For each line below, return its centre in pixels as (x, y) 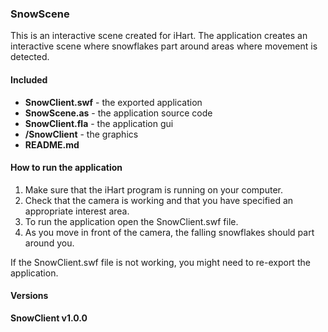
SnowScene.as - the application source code (118, 113)
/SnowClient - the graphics (81, 134)
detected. (30, 57)
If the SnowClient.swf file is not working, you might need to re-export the (160, 262)
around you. (49, 243)
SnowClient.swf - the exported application (113, 102)
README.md (52, 144)
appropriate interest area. (77, 211)
